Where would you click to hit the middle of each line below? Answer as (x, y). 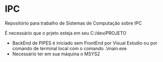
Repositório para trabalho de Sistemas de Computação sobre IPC (73, 23)
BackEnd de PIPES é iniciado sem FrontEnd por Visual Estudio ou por (85, 43)
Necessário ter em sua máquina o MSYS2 (56, 54)
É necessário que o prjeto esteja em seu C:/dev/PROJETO (66, 33)
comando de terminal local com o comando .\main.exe (69, 48)
